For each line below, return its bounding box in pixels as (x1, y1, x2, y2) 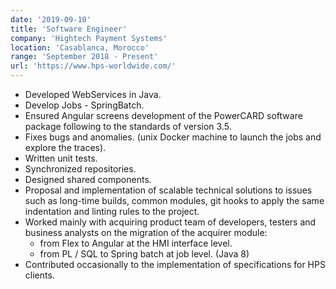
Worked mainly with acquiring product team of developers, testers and (24, 216, 317, 228)
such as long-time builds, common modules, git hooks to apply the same (24, 195, 325, 206)
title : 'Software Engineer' (10, 24, 128, 34)
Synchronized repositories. (24, 163, 137, 175)
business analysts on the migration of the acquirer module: (24, 227, 268, 238)
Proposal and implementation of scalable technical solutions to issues (24, 184, 313, 196)
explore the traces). (24, 142, 107, 153)
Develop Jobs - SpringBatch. (24, 99, 145, 111)
